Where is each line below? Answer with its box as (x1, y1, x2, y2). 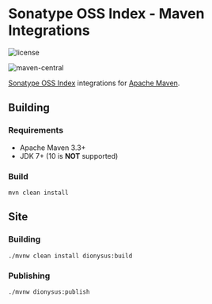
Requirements (8, 125, 64, 136)
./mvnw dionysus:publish (8, 287, 90, 296)
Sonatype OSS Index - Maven (8, 5, 205, 23)
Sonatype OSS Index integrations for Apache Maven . (8, 78, 180, 88)
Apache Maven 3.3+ (19, 143, 86, 152)
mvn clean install (8, 189, 69, 197)
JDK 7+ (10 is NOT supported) (19, 151, 119, 160)
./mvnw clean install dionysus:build (8, 252, 133, 260)
